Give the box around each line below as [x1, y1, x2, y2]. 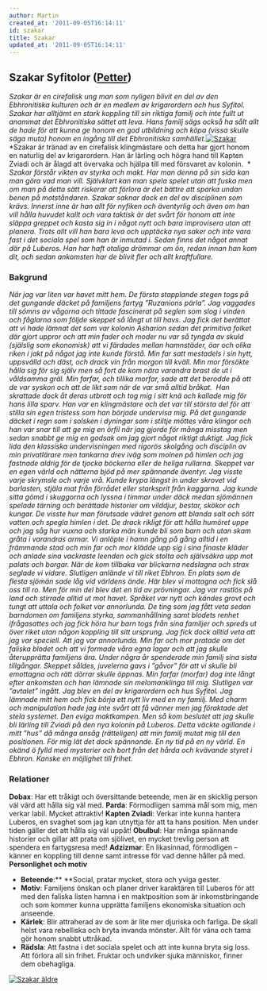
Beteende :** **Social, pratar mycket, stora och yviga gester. [20, 874, 221, 884]
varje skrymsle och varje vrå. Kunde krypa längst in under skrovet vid [9, 476, 237, 485]
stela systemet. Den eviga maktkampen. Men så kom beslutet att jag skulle [9, 711, 254, 721]
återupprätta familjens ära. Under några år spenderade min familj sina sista [9, 653, 257, 662]
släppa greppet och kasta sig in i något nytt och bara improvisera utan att [9, 218, 251, 227]
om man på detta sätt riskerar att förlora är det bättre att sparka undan [9, 184, 242, 194]
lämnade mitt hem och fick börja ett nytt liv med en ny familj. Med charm [9, 695, 248, 704]
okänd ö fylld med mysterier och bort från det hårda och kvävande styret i [9, 746, 253, 755]
